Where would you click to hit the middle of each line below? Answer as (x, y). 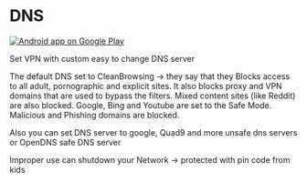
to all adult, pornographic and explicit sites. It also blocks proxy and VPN (146, 86)
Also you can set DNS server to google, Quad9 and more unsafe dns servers (153, 132)
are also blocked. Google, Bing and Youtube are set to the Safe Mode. (141, 105)
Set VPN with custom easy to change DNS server (102, 58)
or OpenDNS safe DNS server (65, 142)
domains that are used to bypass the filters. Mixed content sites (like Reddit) (153, 96)
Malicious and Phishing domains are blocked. (95, 115)
